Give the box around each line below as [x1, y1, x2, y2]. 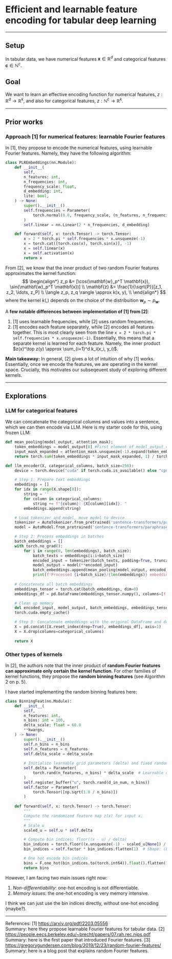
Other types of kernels [5, 651, 62, 658]
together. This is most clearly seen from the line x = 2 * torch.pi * [12, 329, 156, 335]
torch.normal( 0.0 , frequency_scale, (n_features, [32, 212, 141, 218]
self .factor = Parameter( [24, 785, 79, 790]
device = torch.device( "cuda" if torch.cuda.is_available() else [14, 468, 157, 473]
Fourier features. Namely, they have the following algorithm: [5, 150, 132, 156]
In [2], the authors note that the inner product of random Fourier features [5, 662, 161, 669]
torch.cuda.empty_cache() [14, 610, 70, 615]
